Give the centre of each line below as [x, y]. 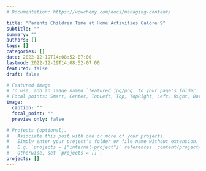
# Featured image [29, 85]
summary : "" [21, 34]
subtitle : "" [23, 29]
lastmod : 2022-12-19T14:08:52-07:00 [53, 63]
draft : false [23, 74]
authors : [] [21, 40]
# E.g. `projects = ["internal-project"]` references [79, 147]
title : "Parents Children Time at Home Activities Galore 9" [86, 23]
